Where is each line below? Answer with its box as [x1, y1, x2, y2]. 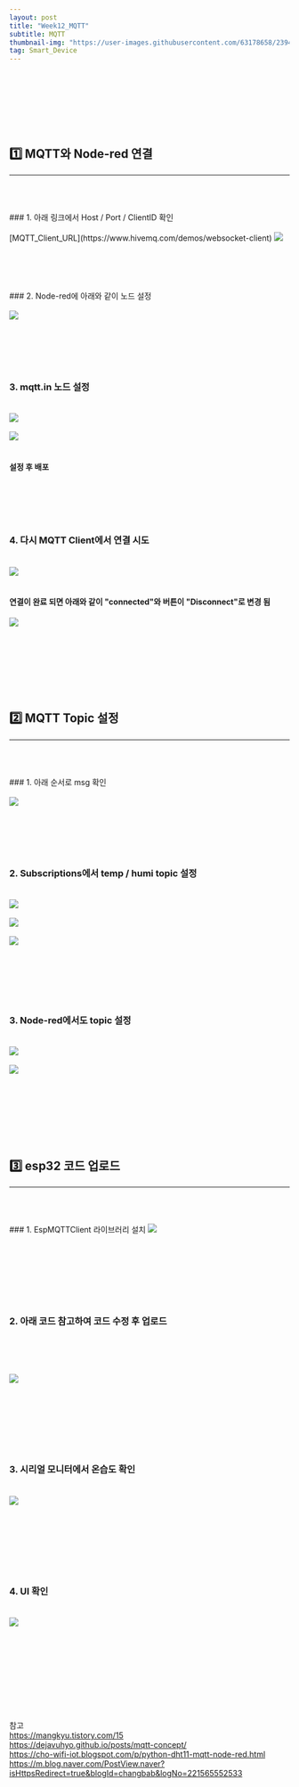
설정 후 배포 [9, 461, 50, 472]
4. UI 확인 [9, 1585, 49, 1597]
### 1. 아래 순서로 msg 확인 [9, 776, 107, 787]
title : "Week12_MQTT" [9, 21, 90, 30]
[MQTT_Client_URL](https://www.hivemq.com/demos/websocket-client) [9, 233, 273, 243]
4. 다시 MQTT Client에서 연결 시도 [9, 534, 149, 546]
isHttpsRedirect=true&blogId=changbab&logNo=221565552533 [9, 1768, 243, 1779]
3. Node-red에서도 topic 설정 [9, 1013, 132, 1026]
